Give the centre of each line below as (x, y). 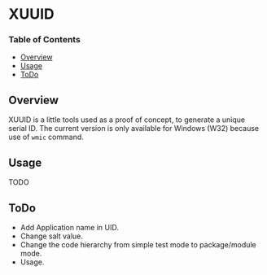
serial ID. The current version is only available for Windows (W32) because (134, 129)
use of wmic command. (46, 137)
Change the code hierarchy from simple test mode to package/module (138, 244)
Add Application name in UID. (70, 227)
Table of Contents (45, 40)
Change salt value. (52, 236)
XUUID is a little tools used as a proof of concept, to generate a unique (127, 120)
